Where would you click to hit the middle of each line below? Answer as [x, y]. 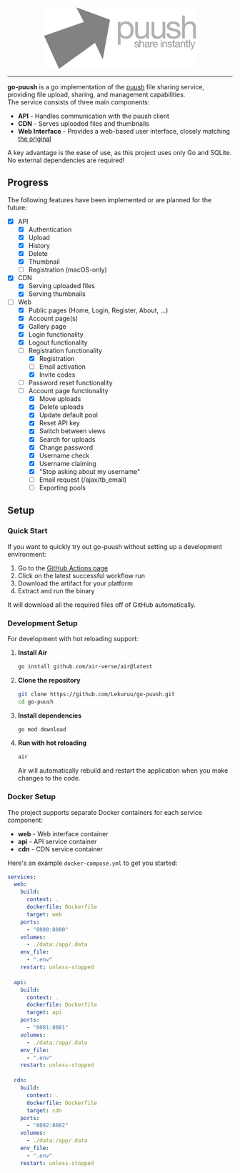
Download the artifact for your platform [75, 583]
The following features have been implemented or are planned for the [110, 199]
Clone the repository [49, 680]
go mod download [42, 729]
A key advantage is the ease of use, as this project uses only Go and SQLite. [120, 153]
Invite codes [57, 375]
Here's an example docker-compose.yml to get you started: [92, 863]
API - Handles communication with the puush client [94, 116]
